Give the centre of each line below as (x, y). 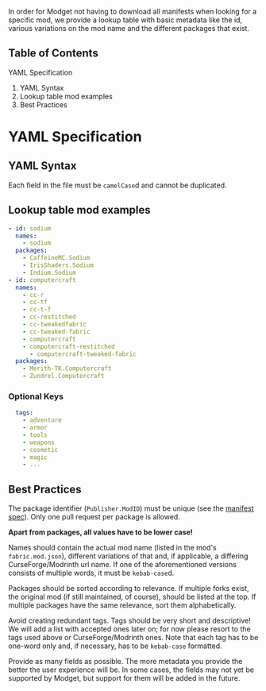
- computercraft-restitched (69, 346)
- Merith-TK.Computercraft (67, 369)
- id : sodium (30, 228)
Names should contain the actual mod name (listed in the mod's (112, 548)
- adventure (42, 420)
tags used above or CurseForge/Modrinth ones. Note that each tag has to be (133, 638)
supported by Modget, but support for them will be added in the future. (124, 678)
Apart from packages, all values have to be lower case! (100, 532)
